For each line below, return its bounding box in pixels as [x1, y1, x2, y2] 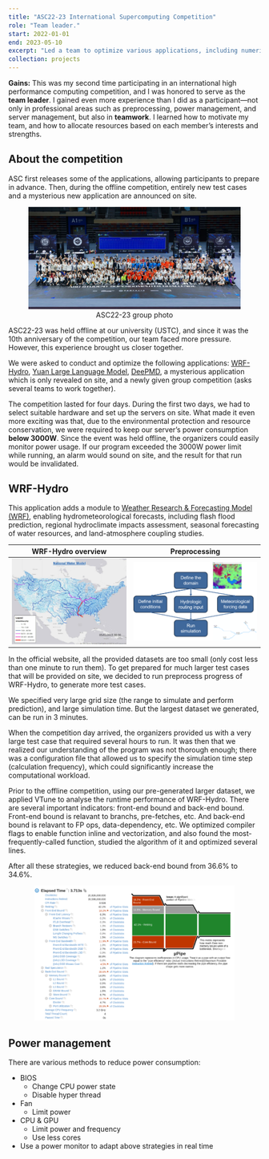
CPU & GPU [19, 1116, 59, 1125]
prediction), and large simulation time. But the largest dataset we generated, [8, 704, 259, 713]
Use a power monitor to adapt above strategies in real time [19, 1141, 214, 1151]
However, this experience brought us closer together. [8, 342, 184, 352]
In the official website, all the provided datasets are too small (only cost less [8, 654, 259, 664]
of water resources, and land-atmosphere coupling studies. [8, 529, 204, 539]
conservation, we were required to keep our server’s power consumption [8, 425, 249, 434]
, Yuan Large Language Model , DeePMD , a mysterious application [28, 366, 245, 376]
